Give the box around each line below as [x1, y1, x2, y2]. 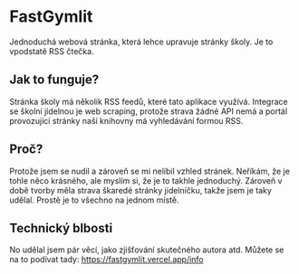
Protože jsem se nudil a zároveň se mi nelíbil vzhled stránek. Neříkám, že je [9, 165, 290, 176]
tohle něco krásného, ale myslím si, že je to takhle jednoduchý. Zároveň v [9, 175, 283, 186]
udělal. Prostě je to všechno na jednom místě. [9, 194, 179, 205]
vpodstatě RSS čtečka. [9, 45, 94, 56]
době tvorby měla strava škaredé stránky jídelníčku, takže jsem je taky [9, 184, 272, 195]
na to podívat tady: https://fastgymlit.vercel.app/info [9, 254, 204, 265]
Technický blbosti [9, 220, 113, 236]
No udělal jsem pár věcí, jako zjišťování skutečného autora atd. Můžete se [9, 244, 285, 255]
